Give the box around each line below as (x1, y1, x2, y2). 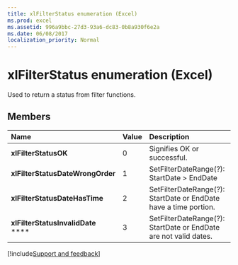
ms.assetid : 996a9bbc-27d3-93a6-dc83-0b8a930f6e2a (7, 23, 160, 30)
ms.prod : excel (7, 17, 52, 24)
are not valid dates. (149, 231, 212, 241)
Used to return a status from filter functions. (7, 90, 136, 99)
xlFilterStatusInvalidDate (11, 218, 96, 228)
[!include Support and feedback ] (7, 249, 101, 258)
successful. (149, 153, 188, 163)
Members (7, 111, 51, 123)
